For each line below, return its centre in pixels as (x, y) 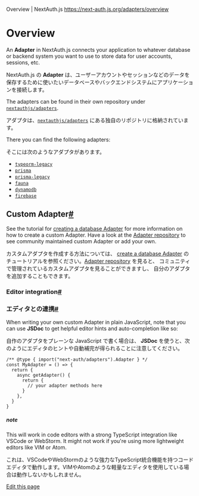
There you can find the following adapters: (58, 139)
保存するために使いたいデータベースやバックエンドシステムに (82, 82)
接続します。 (32, 89)
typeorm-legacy (34, 164)
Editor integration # (34, 292)
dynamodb (26, 190)
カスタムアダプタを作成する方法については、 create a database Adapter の (98, 253)
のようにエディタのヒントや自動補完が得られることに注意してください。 (95, 348)
